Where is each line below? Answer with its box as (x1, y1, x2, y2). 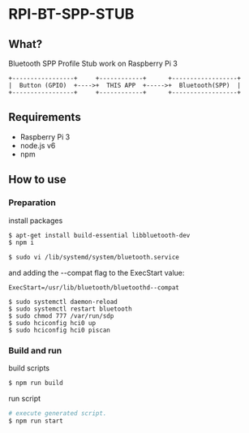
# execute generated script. (8, 409, 107, 418)
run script (8, 394, 41, 404)
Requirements (8, 110, 81, 124)
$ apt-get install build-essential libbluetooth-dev (8, 231, 191, 239)
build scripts (8, 363, 50, 373)
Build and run (8, 345, 62, 357)
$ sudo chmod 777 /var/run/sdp (8, 312, 114, 320)
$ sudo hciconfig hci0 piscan (8, 326, 111, 335)
